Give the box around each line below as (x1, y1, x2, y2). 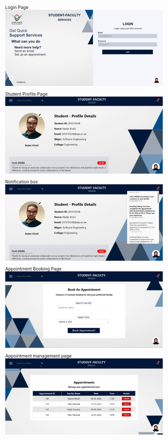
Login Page (5, 5, 29, 10)
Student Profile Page (5, 91, 48, 97)
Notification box (5, 178, 38, 184)
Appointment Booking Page (5, 266, 62, 272)
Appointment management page (5, 353, 72, 359)
